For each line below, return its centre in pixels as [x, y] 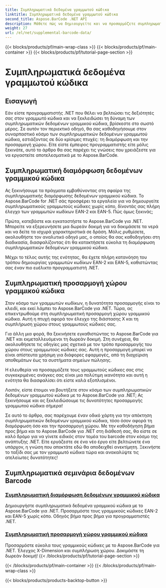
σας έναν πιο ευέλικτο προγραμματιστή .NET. [52, 267]
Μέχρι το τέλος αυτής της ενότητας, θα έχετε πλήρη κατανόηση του [76, 257]
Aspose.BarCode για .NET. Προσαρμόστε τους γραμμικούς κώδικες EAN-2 [82, 511]
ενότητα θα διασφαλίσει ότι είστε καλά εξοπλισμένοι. [61, 380]
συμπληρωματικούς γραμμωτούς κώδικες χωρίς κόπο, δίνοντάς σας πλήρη [83, 206]
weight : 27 [16, 28]
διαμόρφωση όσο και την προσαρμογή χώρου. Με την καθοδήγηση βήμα [80, 426]
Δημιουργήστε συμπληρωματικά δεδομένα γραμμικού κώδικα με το [74, 506]
